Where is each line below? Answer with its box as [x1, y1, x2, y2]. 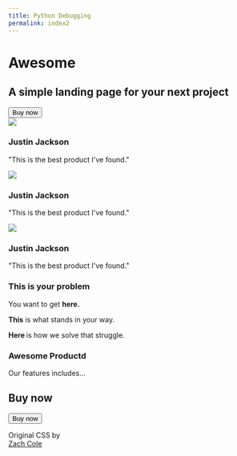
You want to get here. [8, 299, 80, 309]
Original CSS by [8, 430, 61, 440]
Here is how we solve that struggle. [8, 330, 126, 340]
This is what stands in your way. [8, 314, 115, 324]
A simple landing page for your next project [8, 86, 230, 99]
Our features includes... [8, 368, 86, 378]
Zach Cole [8, 438, 42, 448]
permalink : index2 [8, 19, 70, 27]
